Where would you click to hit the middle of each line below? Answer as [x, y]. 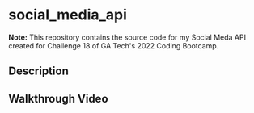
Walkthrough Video [58, 98]
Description [38, 71]
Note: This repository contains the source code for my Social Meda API [127, 37]
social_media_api [68, 15]
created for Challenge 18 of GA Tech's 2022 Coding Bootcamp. [114, 45]
